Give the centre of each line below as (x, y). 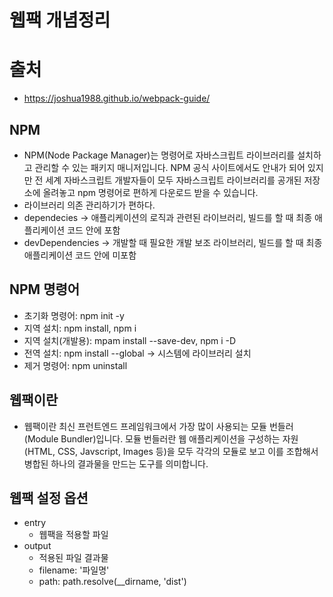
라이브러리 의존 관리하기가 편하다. (89, 205)
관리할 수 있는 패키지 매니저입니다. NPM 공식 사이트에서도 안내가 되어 (170, 167)
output (37, 546)
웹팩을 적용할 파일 (73, 535)
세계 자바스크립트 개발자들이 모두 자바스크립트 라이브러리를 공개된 (173, 180)
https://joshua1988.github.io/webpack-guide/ (117, 98)
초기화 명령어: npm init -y (74, 315)
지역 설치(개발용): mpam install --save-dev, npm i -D (130, 340)
